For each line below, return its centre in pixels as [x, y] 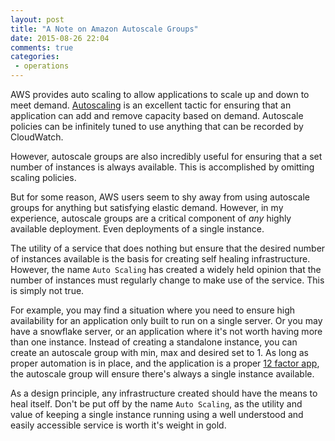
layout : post [37, 19]
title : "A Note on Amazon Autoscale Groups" [104, 29]
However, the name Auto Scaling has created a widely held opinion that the [166, 269]
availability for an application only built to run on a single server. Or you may [166, 320]
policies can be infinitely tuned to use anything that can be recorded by [157, 126]
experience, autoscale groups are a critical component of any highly [151, 218]
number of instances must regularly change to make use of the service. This [167, 280]
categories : [35, 57]
